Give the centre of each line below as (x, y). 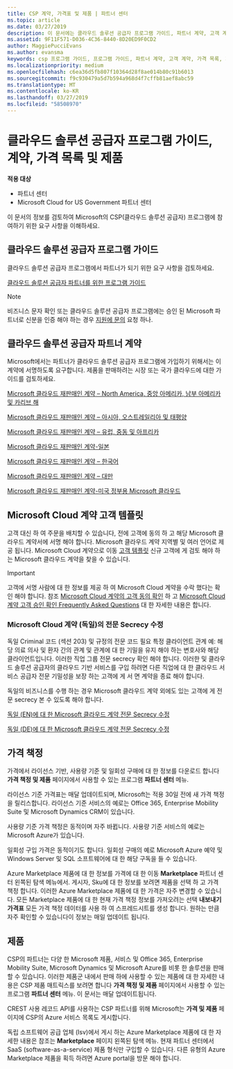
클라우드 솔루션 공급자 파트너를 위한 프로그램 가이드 (77, 282)
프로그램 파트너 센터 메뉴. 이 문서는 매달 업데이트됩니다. (82, 994)
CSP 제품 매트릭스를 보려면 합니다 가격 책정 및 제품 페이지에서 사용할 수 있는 (122, 986)
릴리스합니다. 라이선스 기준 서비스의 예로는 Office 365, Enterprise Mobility (116, 803)
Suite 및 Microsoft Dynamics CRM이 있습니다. (71, 812)
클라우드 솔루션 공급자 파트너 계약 (75, 344)
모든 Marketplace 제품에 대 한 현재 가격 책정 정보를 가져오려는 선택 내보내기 (119, 900)
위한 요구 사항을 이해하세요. (62, 225)
